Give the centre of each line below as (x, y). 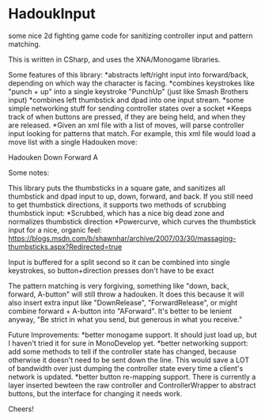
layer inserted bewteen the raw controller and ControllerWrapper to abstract (132, 385)
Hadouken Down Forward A (53, 157)
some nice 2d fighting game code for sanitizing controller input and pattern (131, 36)
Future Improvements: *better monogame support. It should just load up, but (132, 335)
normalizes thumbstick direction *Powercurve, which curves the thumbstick (132, 221)
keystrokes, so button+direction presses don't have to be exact (111, 271)
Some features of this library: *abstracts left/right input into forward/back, (129, 74)
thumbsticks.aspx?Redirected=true (65, 247)
